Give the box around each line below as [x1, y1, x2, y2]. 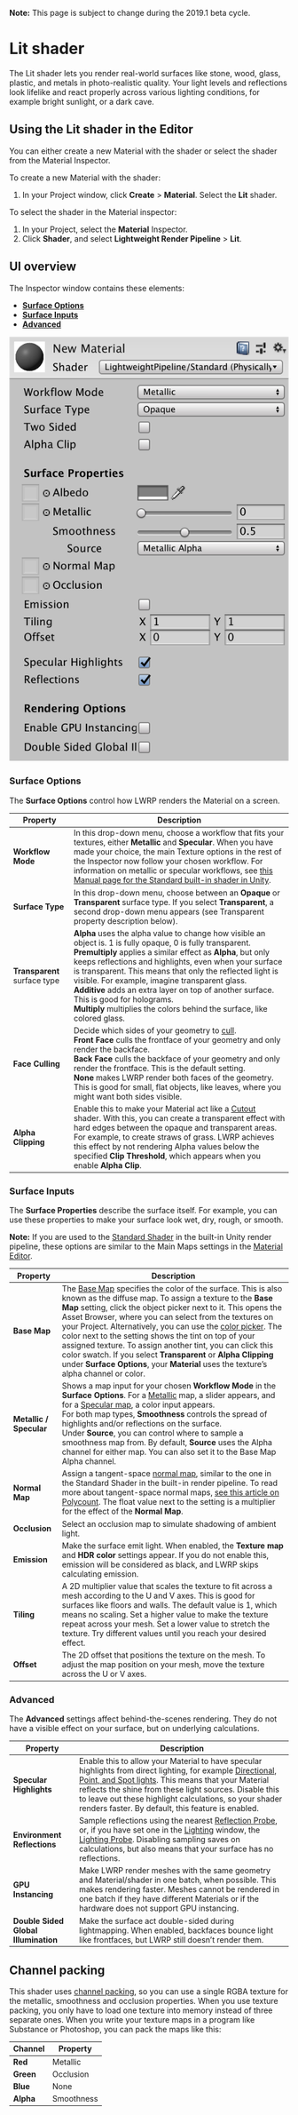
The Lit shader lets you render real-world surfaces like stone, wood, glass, [9, 68, 281, 78]
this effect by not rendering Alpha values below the [74, 1141, 260, 1152]
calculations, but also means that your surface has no [78, 1843, 274, 1855]
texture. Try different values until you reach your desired [61, 1628, 267, 1639]
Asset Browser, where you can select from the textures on [61, 1311, 273, 1322]
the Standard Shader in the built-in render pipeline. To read [61, 1478, 278, 1489]
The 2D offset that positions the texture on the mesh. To [61, 1650, 266, 1660]
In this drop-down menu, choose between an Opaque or [74, 887, 281, 898]
